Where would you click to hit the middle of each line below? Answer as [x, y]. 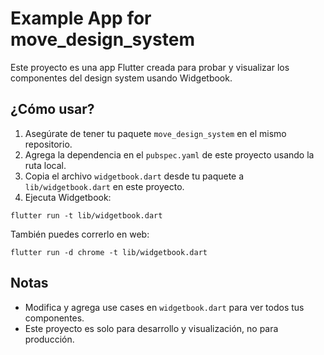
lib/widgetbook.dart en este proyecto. [104, 186]
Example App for [81, 18]
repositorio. [48, 144]
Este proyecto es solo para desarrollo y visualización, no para [151, 328]
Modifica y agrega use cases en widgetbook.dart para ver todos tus [164, 307]
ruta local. [45, 165]
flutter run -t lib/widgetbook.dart [86, 215]
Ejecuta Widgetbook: [68, 197]
